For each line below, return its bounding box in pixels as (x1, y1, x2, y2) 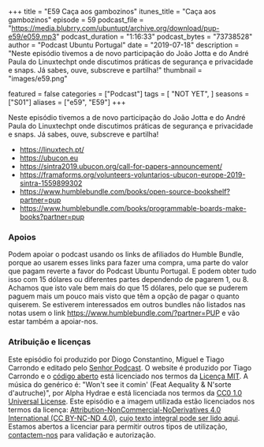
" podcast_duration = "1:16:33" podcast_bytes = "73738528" (56, 32, 253, 41)
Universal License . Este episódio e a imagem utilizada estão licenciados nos (8, 396, 255, 406)
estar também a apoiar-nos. (8, 317, 99, 326)
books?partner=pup (19, 212, 85, 221)
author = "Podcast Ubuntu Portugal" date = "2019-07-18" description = (8, 40, 240, 50)
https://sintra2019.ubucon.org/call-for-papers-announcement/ (19, 162, 223, 171)
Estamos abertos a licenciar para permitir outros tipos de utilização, (8, 422, 228, 431)
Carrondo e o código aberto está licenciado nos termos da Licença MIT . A (8, 371, 248, 381)
